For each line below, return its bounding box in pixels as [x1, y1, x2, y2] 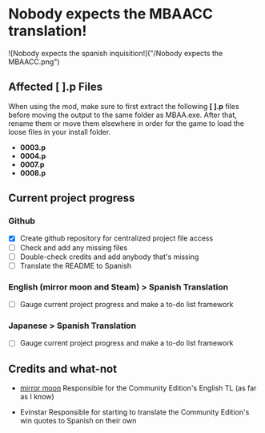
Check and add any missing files [19, 242, 128, 253]
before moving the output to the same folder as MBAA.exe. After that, [8, 110, 238, 119]
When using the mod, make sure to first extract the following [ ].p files [8, 101, 239, 111]
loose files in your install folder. [8, 127, 111, 136]
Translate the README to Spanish [19, 261, 132, 270]
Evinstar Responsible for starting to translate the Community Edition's [19, 407, 250, 417]
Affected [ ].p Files [8, 80, 102, 94]
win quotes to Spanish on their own [19, 416, 137, 426]
